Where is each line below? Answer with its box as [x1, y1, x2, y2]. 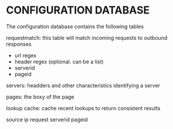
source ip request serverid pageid [6, 116, 88, 123]
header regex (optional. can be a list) [14, 58, 104, 65]
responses [6, 40, 32, 47]
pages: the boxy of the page [6, 93, 74, 100]
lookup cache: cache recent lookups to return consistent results [6, 104, 161, 111]
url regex [14, 52, 37, 59]
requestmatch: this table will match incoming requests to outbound [6, 34, 168, 41]
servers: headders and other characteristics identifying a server [6, 82, 160, 89]
